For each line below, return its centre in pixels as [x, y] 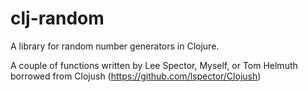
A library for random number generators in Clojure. [115, 46]
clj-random [57, 18]
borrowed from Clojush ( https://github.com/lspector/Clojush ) [136, 76]
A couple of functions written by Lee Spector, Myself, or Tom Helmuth [154, 65]
